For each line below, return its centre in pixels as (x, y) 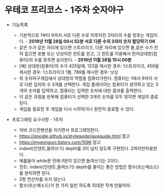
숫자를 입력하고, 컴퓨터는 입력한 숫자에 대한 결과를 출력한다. (85, 90)
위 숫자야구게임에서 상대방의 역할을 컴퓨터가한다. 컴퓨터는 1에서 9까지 (86, 78)
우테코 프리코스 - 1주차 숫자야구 (64, 10)
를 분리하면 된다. (35, 173)
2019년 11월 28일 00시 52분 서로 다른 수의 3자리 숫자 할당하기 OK (92, 41)
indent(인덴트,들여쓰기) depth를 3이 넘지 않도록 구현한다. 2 (76, 148)
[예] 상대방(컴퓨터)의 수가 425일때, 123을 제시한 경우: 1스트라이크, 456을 (89, 66)
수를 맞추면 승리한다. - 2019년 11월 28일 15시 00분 (83, 60)
